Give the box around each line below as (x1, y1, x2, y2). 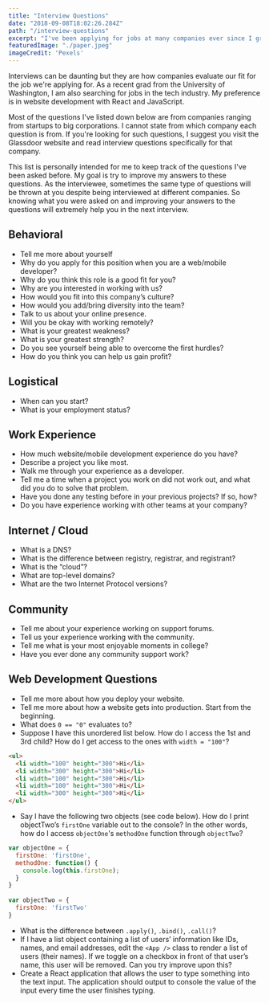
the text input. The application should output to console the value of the (19, 976, 256, 986)
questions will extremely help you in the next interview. (8, 205, 190, 214)
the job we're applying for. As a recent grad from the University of (8, 80, 226, 89)
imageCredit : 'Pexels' (8, 49, 84, 57)
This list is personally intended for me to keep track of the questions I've (8, 162, 247, 171)
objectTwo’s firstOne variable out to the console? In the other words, (19, 820, 248, 830)
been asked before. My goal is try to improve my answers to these (8, 170, 227, 180)
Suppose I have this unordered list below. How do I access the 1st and (19, 728, 251, 737)
